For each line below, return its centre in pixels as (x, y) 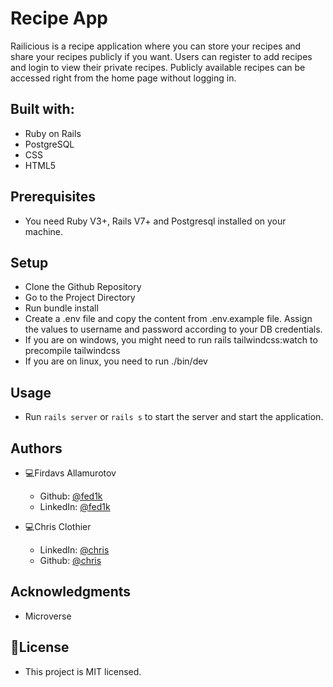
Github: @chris (70, 560)
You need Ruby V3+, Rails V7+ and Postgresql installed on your (155, 221)
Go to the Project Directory (80, 298)
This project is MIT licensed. (83, 671)
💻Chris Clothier (58, 526)
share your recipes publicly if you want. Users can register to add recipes (161, 56)
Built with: (42, 109)
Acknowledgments (71, 592)
